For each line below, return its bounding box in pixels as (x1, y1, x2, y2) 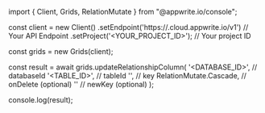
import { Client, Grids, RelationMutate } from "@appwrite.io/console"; (8, 7, 238, 16)
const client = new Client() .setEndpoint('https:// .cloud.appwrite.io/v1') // (8, 23, 249, 31)
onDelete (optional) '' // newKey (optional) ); (8, 80, 155, 89)
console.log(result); (8, 95, 73, 104)
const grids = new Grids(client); (8, 47, 114, 56)
